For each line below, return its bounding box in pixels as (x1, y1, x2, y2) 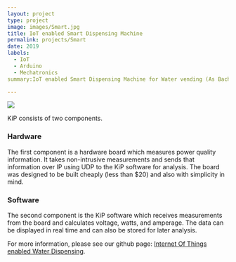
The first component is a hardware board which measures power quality (7, 148, 216, 156)
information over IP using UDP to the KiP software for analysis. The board (7, 162, 220, 171)
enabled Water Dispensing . (7, 247, 86, 255)
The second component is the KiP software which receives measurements (7, 211, 223, 219)
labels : (7, 50, 30, 57)
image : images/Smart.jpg (7, 23, 80, 30)
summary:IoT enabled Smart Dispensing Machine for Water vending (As (7, 75, 216, 83)
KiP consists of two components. (7, 114, 103, 123)
